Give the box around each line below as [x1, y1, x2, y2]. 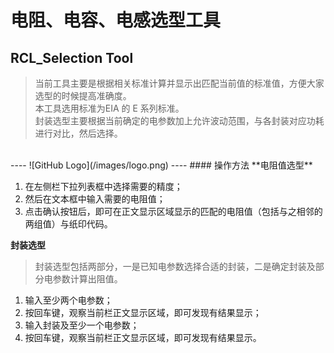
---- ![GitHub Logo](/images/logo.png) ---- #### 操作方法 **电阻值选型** [10, 159, 313, 171]
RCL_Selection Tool [10, 49, 134, 66]
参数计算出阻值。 [52, 273, 123, 285]
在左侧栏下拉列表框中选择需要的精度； [24, 181, 183, 192]
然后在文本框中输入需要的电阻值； [24, 193, 166, 205]
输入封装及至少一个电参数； [24, 319, 140, 331]
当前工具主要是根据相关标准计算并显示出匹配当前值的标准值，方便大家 [34, 77, 325, 89]
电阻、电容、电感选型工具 [10, 9, 222, 32]
